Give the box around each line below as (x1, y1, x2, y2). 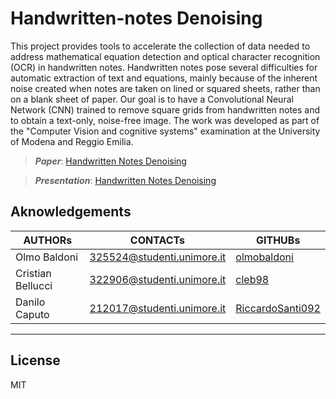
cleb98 (235, 272, 270, 286)
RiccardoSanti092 (235, 301, 321, 315)
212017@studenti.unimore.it (89, 301, 227, 315)
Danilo (15, 295, 46, 309)
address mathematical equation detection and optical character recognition (10, 50, 321, 62)
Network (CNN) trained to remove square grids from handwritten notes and (10, 103, 321, 116)
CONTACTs (129, 233, 186, 247)
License (10, 352, 61, 369)
